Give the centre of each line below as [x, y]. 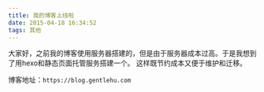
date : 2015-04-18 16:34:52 [52, 23]
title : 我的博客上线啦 [41, 15]
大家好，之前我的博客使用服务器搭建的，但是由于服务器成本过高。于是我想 [129, 53]
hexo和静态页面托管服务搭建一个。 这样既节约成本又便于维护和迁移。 [134, 63]
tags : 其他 [25, 30]
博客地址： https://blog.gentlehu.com [70, 80]
